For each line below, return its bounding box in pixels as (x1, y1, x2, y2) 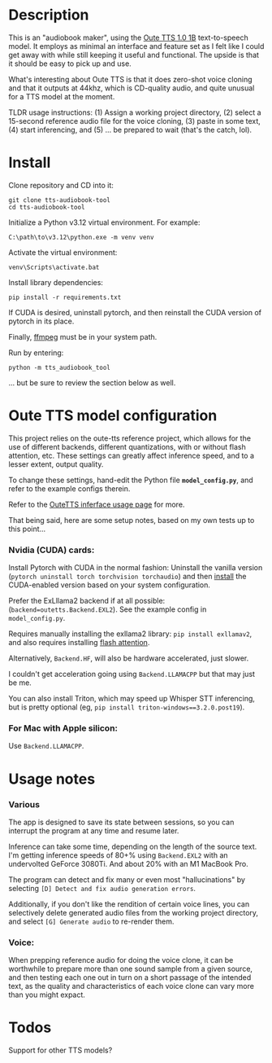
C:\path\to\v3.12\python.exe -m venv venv (8, 233, 154, 241)
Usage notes (8, 770, 96, 788)
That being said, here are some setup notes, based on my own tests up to (8, 515, 255, 525)
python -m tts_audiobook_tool (8, 363, 111, 371)
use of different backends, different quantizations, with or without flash (8, 441, 246, 451)
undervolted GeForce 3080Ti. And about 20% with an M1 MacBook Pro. (8, 859, 249, 868)
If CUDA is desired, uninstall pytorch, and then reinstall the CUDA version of (8, 307, 262, 317)
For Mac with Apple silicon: (8, 723, 119, 734)
